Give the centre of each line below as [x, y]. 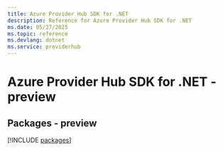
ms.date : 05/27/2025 [38, 27]
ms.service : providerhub [44, 47]
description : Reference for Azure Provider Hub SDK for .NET [100, 21]
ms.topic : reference [38, 34]
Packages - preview [52, 123]
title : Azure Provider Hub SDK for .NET [68, 14]
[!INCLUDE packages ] [39, 140]
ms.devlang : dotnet [36, 40]
